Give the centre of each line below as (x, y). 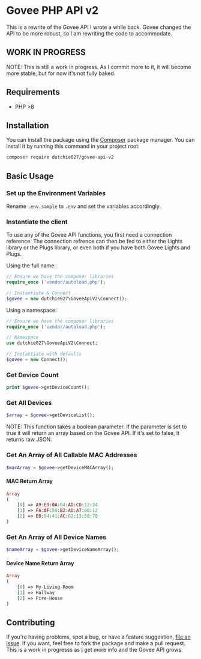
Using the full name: (31, 266)
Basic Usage (30, 176)
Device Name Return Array (40, 563)
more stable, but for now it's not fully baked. (61, 73)
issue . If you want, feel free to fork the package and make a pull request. (96, 643)
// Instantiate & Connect (38, 293)
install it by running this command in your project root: (73, 146)
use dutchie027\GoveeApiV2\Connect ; (52, 343)
